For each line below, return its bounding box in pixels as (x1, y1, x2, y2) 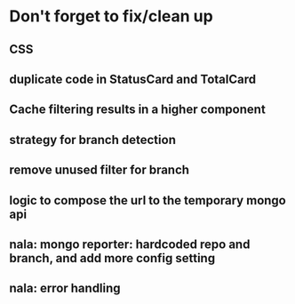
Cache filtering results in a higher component (9, 102, 267, 117)
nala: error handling (9, 281, 122, 296)
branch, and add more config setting (9, 251, 216, 266)
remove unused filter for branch (9, 163, 189, 178)
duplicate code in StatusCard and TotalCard (9, 71, 256, 86)
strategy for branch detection (9, 132, 176, 148)
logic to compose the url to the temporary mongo (9, 193, 287, 208)
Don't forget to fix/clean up (9, 6, 213, 27)
